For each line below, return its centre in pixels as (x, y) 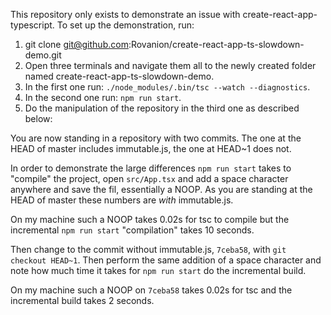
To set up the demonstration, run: (125, 25)
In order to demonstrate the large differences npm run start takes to (151, 168)
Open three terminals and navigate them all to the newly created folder (170, 65)
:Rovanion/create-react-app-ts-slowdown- (216, 44)
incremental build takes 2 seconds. (82, 300)
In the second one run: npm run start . (103, 97)
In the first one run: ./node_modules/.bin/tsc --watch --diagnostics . (167, 87)
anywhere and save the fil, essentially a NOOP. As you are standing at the (161, 189)
